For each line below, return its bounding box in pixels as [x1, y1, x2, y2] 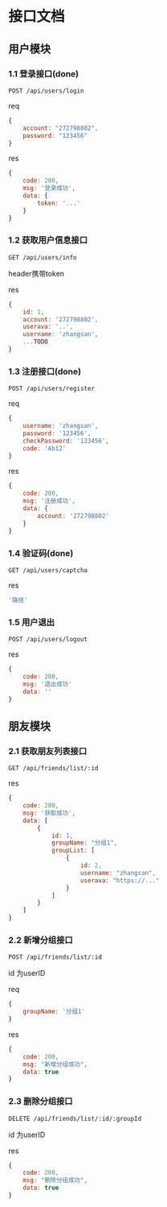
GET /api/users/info [8, 253, 78, 262]
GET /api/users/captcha [8, 566, 88, 574]
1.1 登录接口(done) [8, 68, 79, 79]
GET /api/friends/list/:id [8, 765, 99, 773]
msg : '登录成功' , [22, 185, 76, 193]
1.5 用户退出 [8, 616, 55, 628]
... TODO [22, 338, 48, 346]
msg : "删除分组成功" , [22, 1176, 88, 1184]
